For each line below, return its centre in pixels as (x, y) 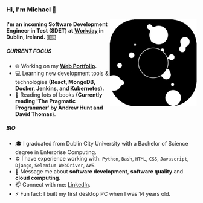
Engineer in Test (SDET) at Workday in (55, 30)
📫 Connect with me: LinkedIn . (53, 185)
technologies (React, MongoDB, (55, 82)
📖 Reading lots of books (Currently (59, 95)
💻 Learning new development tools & (62, 73)
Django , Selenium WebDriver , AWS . (56, 165)
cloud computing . (37, 178)
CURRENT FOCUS (29, 51)
